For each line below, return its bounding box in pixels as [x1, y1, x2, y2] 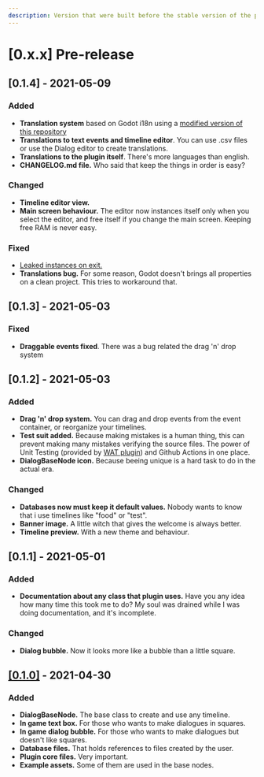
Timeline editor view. [19, 198, 90, 207]
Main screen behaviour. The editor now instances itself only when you [19, 206, 250, 215]
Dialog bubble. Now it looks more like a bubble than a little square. [19, 645, 236, 655]
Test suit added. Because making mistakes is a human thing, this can [19, 431, 245, 441]
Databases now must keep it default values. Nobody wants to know [19, 502, 243, 511]
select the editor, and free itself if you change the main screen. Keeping [19, 214, 251, 224]
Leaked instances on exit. [19, 261, 103, 270]
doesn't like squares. [19, 735, 88, 745]
